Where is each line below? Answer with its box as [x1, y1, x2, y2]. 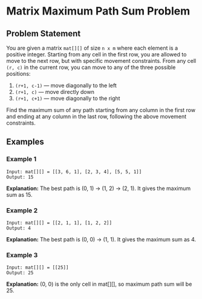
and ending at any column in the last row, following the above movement [6, 113, 187, 120]
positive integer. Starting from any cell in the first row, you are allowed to [6, 51, 187, 58]
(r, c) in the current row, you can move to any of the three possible [6, 64, 176, 71]
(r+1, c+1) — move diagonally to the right [15, 95, 120, 102]
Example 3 [6, 251, 38, 259]
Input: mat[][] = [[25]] [6, 264, 69, 271]
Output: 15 [6, 174, 34, 180]
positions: [6, 70, 31, 77]
